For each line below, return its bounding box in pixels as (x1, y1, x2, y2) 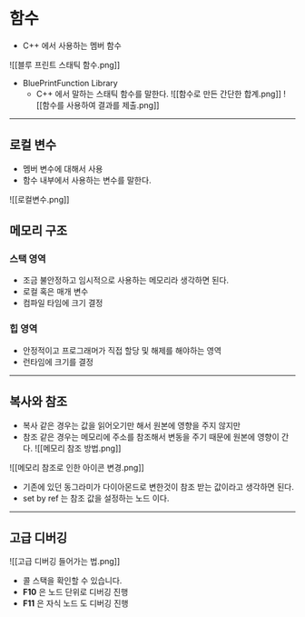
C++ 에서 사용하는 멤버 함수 (22, 40, 123, 51)
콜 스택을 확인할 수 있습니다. (22, 575, 123, 586)
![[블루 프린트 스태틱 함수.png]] (9, 59, 121, 70)
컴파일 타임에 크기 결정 (22, 297, 103, 309)
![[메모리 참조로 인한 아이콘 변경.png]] (9, 462, 145, 473)
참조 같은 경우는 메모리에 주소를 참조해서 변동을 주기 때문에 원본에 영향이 (22, 431, 280, 442)
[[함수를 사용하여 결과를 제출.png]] (35, 99, 160, 110)
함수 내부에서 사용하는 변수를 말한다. (22, 174, 152, 185)
